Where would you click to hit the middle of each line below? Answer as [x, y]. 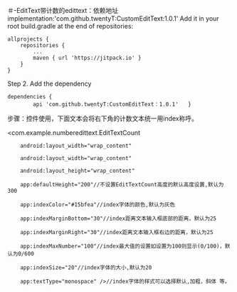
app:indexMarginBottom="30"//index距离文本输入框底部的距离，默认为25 [118, 218]
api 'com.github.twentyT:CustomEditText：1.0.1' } [112, 104]
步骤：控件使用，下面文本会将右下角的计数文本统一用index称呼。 [102, 119]
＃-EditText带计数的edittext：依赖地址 [63, 10]
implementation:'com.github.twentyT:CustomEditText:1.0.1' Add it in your [113, 19]
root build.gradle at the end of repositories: [70, 26]
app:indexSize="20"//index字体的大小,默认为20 [86, 268]
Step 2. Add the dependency [49, 84]
